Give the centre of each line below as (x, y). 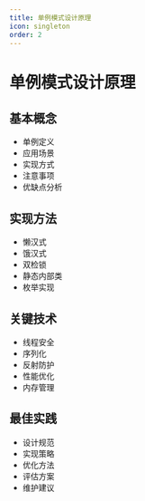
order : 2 (26, 34)
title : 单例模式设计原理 (50, 18)
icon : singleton (40, 26)
